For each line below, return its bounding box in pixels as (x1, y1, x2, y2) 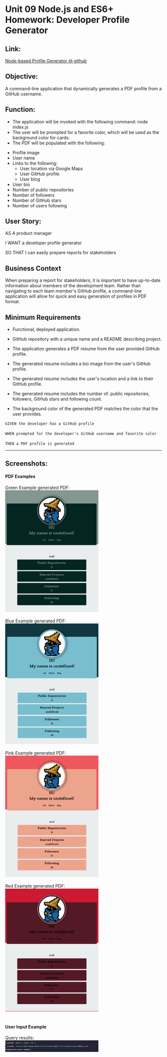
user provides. (12, 411, 42, 417)
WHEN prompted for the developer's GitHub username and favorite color (5, 431, 157, 437)
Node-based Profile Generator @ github (5, 58, 87, 63)
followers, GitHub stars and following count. (12, 396, 102, 402)
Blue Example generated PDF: (5, 618, 66, 624)
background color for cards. (12, 134, 70, 140)
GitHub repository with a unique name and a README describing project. (12, 336, 162, 342)
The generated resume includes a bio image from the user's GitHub (12, 361, 151, 367)
